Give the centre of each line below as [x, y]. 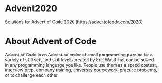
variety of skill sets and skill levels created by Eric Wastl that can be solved [80, 60]
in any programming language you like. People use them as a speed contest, [81, 65]
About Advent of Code [51, 41]
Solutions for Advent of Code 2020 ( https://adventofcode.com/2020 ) [74, 22]
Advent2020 [31, 8]
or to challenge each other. [32, 75]
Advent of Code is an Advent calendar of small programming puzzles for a [79, 55]
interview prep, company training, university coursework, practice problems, [81, 70]
